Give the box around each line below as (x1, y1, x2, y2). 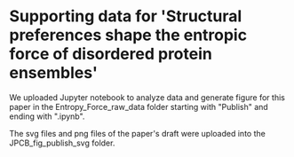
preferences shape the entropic (9, 25, 247, 45)
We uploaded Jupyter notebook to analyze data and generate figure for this (9, 91, 286, 103)
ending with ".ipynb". (9, 111, 85, 122)
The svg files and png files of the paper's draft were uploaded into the (9, 128, 266, 138)
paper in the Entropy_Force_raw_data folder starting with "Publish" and (9, 101, 268, 112)
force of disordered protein (9, 44, 213, 64)
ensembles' (9, 63, 98, 83)
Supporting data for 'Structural (9, 6, 242, 27)
